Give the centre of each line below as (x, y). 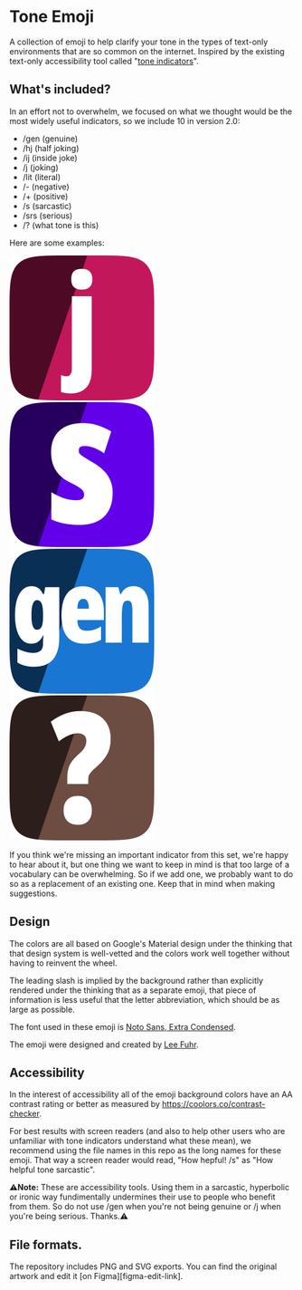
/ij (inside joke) (50, 158)
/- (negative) (46, 187)
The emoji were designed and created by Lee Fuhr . (104, 1045)
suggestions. (33, 893)
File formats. (46, 1244)
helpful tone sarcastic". (52, 1170)
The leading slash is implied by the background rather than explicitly (137, 980)
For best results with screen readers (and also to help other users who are (147, 1131)
